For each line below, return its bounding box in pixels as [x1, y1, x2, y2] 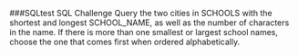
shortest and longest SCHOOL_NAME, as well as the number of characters [9, 17, 290, 28]
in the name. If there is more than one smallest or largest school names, [9, 27, 279, 37]
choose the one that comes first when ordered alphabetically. [9, 36, 241, 47]
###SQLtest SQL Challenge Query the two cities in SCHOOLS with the [9, 8, 272, 18]
